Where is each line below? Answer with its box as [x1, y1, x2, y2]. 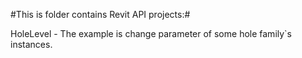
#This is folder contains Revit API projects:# [10, 9, 191, 20]
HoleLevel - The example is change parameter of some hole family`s [10, 28, 293, 39]
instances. [10, 39, 53, 50]
